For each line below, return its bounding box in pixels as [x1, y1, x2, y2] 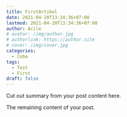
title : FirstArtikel [6, 8, 58, 15]
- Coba [11, 53, 28, 59]
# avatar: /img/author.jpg [6, 31, 74, 37]
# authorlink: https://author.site [6, 37, 95, 43]
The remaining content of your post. [6, 104, 95, 111]
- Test [11, 64, 28, 71]
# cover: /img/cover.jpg [6, 43, 68, 49]
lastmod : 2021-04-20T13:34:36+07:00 [6, 20, 98, 26]
